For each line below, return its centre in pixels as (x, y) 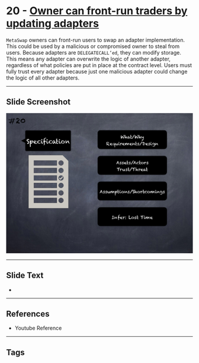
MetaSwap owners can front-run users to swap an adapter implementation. (96, 40)
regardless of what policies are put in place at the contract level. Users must (99, 65)
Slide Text (25, 276)
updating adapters (53, 23)
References (28, 313)
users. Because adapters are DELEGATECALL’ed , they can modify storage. (94, 52)
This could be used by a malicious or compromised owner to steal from (93, 46)
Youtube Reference (38, 328)
